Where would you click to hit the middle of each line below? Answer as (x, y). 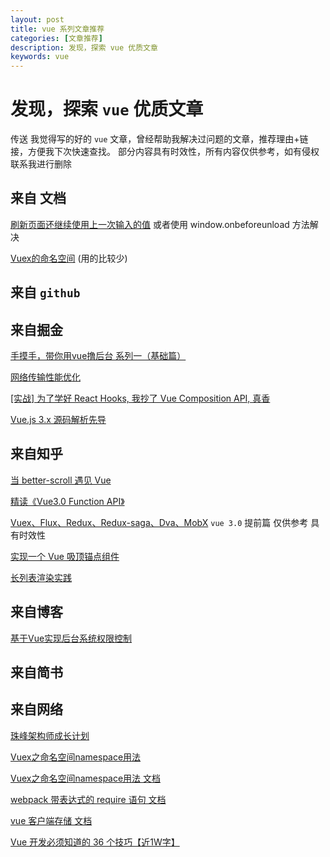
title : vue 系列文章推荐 (57, 29)
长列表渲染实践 (41, 577)
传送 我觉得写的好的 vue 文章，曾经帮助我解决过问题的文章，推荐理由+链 (159, 139)
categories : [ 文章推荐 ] (56, 38)
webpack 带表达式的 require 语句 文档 (88, 799)
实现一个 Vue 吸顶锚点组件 (65, 556)
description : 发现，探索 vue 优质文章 (84, 47)
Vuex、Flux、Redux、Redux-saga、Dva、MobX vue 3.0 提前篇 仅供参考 (159, 522)
